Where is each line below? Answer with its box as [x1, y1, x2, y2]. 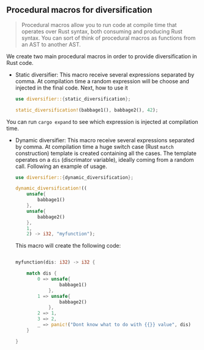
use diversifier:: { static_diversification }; [15, 96, 131, 102]
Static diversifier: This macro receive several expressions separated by [15, 70, 195, 78]
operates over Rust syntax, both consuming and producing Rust [21, 28, 183, 35]
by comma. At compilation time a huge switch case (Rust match [15, 143, 174, 150]
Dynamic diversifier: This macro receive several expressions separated [15, 136, 195, 143]
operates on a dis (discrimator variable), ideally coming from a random [15, 156, 194, 163]
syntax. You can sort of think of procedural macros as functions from [21, 34, 196, 42]
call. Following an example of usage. [15, 162, 107, 170]
